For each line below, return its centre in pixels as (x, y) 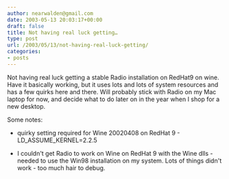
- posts (18, 58)
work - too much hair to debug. (61, 167)
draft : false (26, 26)
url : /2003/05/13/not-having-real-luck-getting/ (78, 45)
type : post (23, 39)
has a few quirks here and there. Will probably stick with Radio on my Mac (112, 92)
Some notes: (25, 120)
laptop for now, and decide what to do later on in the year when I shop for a (113, 99)
